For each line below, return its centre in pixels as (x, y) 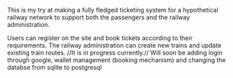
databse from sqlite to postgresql (54, 67)
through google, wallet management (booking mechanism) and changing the (116, 60)
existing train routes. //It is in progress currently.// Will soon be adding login (115, 52)
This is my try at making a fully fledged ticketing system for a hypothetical (113, 10)
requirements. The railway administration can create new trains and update (114, 45)
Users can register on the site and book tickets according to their (100, 38)
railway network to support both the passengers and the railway (99, 17)
